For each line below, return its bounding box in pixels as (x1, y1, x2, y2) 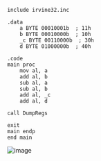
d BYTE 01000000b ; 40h (19, 43, 91, 50)
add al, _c (19, 92, 51, 99)
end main (7, 134, 33, 141)
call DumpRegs (7, 110, 48, 117)
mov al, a (19, 67, 48, 74)
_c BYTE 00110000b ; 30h (19, 37, 95, 44)
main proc (7, 61, 36, 68)
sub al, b (19, 85, 48, 92)
